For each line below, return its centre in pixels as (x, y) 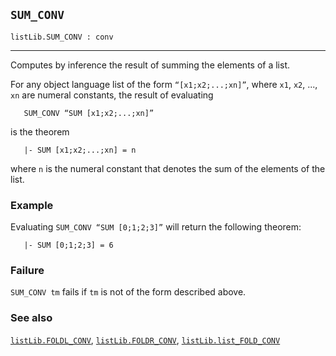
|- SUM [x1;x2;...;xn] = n (80, 150)
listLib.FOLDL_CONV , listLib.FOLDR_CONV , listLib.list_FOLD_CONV (145, 340)
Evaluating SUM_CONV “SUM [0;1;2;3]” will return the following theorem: (156, 227)
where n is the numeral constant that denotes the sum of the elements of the (168, 168)
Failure (27, 271)
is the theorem (40, 131)
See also (31, 318)
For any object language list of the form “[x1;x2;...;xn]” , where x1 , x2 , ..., (164, 84)
